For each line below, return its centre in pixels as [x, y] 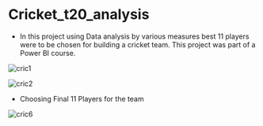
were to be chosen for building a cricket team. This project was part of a [137, 44]
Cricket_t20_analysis [79, 15]
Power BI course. [48, 53]
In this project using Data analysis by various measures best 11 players [134, 36]
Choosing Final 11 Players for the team [82, 98]
